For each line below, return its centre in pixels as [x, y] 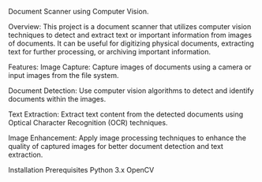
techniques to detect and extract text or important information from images [130, 35]
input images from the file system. [64, 75]
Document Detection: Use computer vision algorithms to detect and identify [131, 91]
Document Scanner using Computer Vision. [79, 11]
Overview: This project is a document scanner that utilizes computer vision [130, 26]
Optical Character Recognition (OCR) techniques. [88, 123]
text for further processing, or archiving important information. [110, 52]
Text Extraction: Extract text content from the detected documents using [126, 114]
